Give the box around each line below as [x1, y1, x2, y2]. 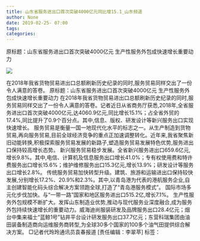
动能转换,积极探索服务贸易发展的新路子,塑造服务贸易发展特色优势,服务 [11, 139, 184, 146]
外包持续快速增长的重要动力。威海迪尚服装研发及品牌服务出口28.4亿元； [6, 206, 185, 214]
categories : [6, 31, 36, 37]
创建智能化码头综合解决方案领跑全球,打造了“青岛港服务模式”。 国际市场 [11, 184, 187, 191]
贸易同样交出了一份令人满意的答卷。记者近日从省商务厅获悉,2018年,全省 [11, 102, 189, 109]
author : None [6, 14, 39, 20]
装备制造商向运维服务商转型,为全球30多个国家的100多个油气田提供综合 [11, 221, 185, 228]
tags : [6, 25, 20, 32]
